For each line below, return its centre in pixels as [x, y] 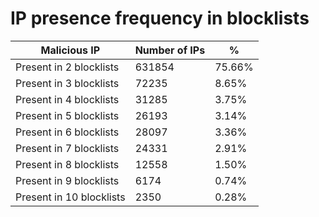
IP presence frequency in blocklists [160, 18]
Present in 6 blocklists [67, 132]
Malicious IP [70, 50]
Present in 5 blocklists [67, 115]
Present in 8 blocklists [67, 164]
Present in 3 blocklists [67, 83]
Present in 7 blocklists [67, 148]
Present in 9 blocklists [67, 180]
